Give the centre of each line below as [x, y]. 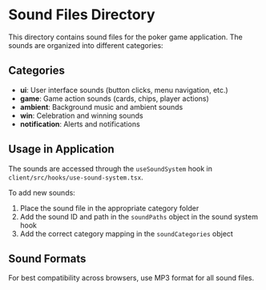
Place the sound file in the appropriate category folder [109, 208]
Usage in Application [61, 149]
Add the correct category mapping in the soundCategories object [127, 233]
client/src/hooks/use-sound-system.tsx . [76, 177]
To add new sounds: [42, 192]
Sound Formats [47, 258]
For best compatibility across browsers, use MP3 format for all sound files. [131, 278]
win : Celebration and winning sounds [81, 115]
